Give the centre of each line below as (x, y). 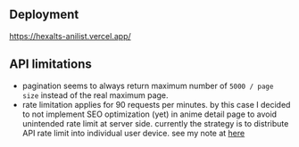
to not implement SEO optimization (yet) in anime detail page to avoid (149, 114)
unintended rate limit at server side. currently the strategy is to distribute (155, 123)
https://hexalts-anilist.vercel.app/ (70, 36)
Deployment (44, 15)
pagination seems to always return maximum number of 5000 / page (148, 86)
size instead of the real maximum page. (95, 95)
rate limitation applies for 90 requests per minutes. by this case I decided (156, 104)
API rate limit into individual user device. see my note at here (133, 133)
